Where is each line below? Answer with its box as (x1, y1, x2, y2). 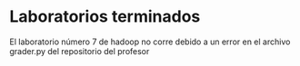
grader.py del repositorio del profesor (9, 45, 150, 56)
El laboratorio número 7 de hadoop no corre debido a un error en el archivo (9, 36, 291, 47)
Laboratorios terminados (9, 6, 201, 27)
